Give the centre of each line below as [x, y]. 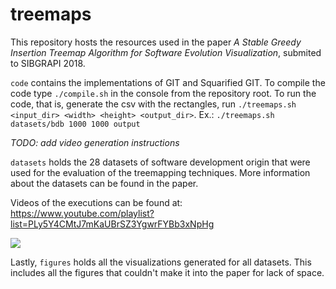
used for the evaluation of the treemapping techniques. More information [160, 172]
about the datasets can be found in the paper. [104, 183]
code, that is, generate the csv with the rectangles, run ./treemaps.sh [153, 104]
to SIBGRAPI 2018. [48, 63]
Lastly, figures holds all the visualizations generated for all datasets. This [161, 262]
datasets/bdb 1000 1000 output [75, 124]
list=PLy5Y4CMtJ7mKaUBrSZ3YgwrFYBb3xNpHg [112, 224]
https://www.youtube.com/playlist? [82, 213]
